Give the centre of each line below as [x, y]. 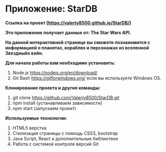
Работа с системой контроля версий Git [56, 144]
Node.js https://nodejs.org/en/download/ [55, 72]
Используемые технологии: [36, 118]
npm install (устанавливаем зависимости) [57, 103]
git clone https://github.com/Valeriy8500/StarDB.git [66, 97]
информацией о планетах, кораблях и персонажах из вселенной [77, 47]
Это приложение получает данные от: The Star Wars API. [68, 32]
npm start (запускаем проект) [44, 108]
